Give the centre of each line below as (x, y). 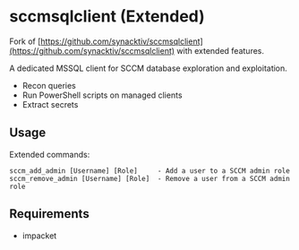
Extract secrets (50, 104)
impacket (39, 236)
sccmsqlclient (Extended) (107, 17)
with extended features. (221, 50)
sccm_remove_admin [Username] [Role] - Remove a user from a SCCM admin (150, 178)
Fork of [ (25, 41)
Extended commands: (50, 154)
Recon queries (49, 85)
